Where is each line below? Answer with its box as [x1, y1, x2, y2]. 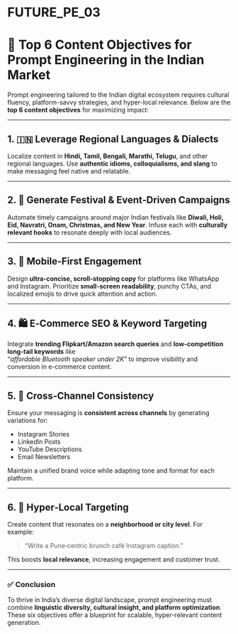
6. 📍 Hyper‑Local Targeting [7, 501, 129, 513]
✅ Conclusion [7, 579, 56, 589]
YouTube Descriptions [17, 445, 83, 453]
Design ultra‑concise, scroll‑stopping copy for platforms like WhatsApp [7, 274, 220, 283]
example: [7, 527, 34, 536]
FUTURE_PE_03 [7, 4, 101, 21]
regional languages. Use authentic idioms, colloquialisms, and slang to [7, 159, 217, 168]
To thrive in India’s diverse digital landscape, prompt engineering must [7, 596, 212, 604]
